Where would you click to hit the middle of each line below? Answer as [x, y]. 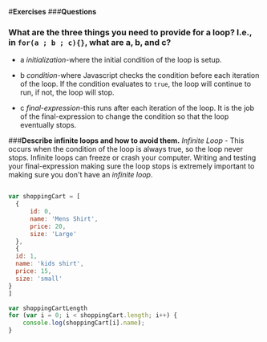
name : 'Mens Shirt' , [64, 219]
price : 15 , [34, 271]
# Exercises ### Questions [53, 12]
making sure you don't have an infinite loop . [81, 175]
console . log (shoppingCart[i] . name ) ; [84, 323]
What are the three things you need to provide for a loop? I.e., [130, 32]
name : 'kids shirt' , [50, 264]
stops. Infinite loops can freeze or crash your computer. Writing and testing [132, 158]
